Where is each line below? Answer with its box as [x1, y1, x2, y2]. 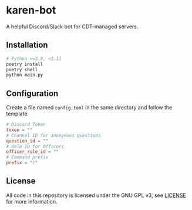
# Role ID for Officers [6, 144, 65, 149]
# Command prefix [6, 154, 49, 161]
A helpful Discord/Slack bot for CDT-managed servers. [6, 23, 139, 30]
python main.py [6, 72, 43, 78]
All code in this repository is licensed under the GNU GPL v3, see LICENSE [6, 192, 186, 199]
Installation [6, 40, 48, 50]
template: [6, 110, 29, 118]
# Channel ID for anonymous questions [6, 132, 101, 138]
